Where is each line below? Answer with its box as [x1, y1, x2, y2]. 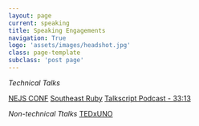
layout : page [8, 11, 52, 20]
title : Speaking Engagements [8, 26, 106, 34]
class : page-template [8, 49, 81, 57]
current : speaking [8, 19, 70, 27]
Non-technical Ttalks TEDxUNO [8, 108, 114, 118]
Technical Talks [8, 77, 60, 88]
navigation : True [8, 33, 67, 42]
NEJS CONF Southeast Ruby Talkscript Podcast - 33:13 [8, 93, 191, 103]
